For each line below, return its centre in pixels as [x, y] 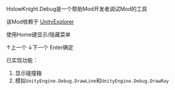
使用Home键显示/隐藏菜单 [39, 34]
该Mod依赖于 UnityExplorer [40, 22]
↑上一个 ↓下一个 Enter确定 [40, 47]
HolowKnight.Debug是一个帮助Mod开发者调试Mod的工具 [77, 9]
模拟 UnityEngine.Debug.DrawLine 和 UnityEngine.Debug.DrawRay [92, 81]
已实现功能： [22, 60]
